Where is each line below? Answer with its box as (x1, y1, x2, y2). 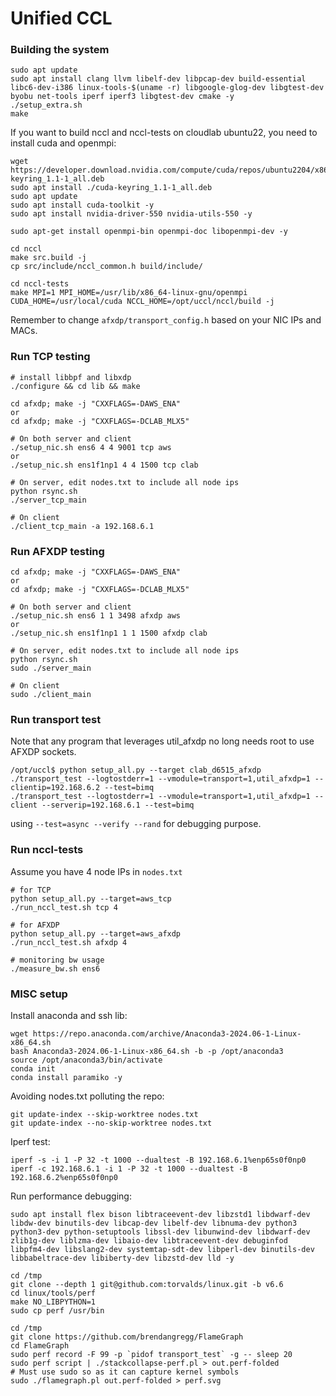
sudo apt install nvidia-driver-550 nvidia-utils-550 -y (10, 209, 253, 219)
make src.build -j (10, 253, 87, 263)
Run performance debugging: (10, 1190, 132, 1202)
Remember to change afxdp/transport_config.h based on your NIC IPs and (10, 314, 322, 326)
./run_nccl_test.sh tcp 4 (10, 902, 118, 912)
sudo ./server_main (10, 663, 92, 674)
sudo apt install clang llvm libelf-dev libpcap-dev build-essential (10, 74, 307, 84)
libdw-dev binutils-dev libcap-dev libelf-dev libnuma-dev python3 (10, 1218, 298, 1228)
